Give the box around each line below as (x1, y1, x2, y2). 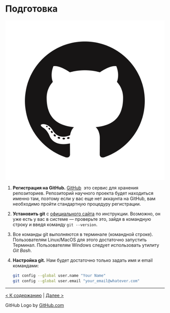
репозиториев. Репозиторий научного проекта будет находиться (12, 190, 154, 196)
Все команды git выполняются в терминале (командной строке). (12, 231, 153, 237)
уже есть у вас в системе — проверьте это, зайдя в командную (12, 216, 151, 222)
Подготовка (5, 3, 58, 15)
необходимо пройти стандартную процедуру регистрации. (12, 201, 141, 207)
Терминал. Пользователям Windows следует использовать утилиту (12, 242, 159, 248)
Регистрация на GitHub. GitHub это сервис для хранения (12, 184, 139, 190)
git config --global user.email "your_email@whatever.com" (12, 278, 140, 284)
